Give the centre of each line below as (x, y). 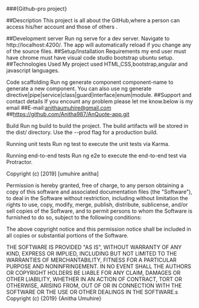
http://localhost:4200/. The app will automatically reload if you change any (99, 45)
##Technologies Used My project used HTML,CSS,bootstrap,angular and (97, 64)
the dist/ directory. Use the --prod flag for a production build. (82, 132)
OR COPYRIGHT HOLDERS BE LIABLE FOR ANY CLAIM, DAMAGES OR (93, 273)
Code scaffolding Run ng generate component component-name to (90, 82)
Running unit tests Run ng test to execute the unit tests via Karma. (88, 144)
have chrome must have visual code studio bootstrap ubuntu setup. (90, 58)
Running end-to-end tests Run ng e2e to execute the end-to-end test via (96, 156)
